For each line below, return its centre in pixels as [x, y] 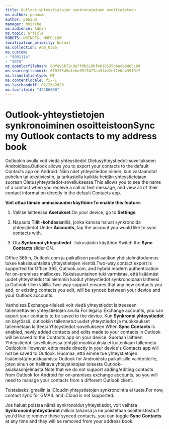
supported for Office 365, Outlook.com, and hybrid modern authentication [82, 269]
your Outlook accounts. [29, 295]
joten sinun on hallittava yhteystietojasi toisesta [54, 364]
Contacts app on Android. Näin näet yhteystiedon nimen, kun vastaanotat [81, 172]
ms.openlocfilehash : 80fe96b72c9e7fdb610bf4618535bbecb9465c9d [73, 66]
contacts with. [27, 233]
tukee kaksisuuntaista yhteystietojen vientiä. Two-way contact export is [79, 263]
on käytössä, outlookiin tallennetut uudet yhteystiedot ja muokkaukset [77, 321]
